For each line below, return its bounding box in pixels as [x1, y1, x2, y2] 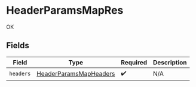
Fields [6, 41, 30, 51]
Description [152, 58, 187, 66]
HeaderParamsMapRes [6, 4, 124, 17]
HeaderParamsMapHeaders [36, 70, 115, 78]
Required [120, 58, 148, 66]
